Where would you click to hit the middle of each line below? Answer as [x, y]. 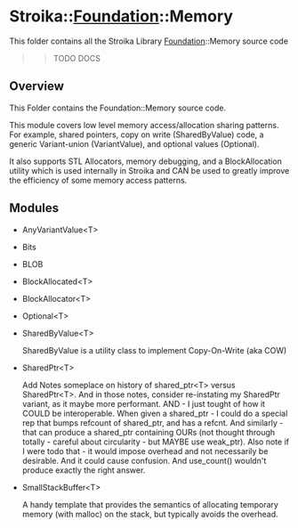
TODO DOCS [77, 58]
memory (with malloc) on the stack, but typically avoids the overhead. [150, 514]
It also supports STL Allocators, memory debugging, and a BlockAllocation [145, 161]
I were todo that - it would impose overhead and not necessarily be [145, 451]
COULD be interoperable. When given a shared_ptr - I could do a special [155, 413]
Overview [37, 86]
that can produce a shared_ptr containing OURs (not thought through [149, 432]
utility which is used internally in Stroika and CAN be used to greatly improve [149, 170]
